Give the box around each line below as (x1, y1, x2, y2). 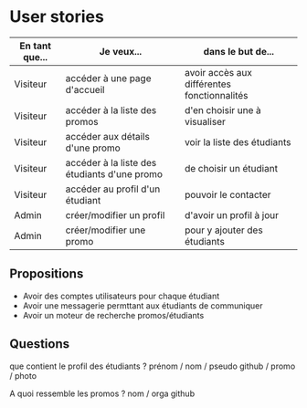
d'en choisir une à (184, 103, 262, 116)
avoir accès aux (184, 66, 253, 78)
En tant (19, 39, 52, 52)
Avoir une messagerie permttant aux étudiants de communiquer (22, 299, 263, 311)
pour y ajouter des (184, 224, 263, 236)
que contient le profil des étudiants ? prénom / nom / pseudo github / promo (9, 361, 296, 371)
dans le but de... (203, 45, 275, 58)
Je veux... (99, 45, 143, 58)
